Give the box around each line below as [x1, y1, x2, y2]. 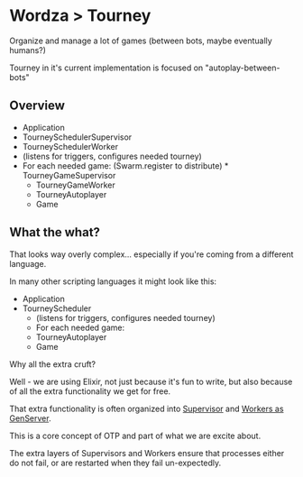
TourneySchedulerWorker [22, 141, 119, 151]
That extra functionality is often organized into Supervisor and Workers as [9, 403, 284, 414]
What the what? [9, 225, 101, 240]
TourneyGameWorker [35, 179, 115, 190]
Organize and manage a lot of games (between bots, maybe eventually [9, 35, 272, 46]
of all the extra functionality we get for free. [9, 385, 171, 397]
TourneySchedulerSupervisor [22, 132, 133, 142]
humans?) [9, 44, 47, 55]
